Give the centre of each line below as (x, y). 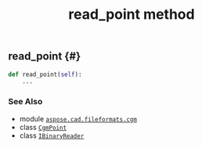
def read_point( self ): (45, 74)
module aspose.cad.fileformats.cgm (78, 118)
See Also (25, 102)
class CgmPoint (43, 127)
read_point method (132, 14)
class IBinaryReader (52, 135)
